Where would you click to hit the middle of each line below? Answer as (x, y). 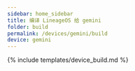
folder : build (28, 27)
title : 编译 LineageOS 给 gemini (54, 20)
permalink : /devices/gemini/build (58, 33)
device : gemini (29, 40)
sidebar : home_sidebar (40, 14)
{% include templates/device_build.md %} (68, 60)
